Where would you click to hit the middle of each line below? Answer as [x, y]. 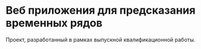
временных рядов [54, 23]
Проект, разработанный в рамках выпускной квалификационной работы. [100, 39]
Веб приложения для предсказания [101, 10]
